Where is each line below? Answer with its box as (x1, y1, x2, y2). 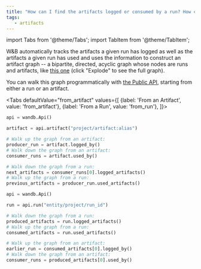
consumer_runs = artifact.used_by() (6, 153, 98, 159)
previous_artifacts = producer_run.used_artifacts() (6, 180, 141, 186)
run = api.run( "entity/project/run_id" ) (6, 202, 109, 208)
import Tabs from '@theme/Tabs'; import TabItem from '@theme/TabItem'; (6, 37, 190, 44)
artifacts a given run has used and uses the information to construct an (6, 55, 181, 62)
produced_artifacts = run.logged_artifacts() (6, 218, 121, 225)
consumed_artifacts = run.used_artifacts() (6, 229, 117, 235)
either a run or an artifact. (6, 85, 69, 92)
